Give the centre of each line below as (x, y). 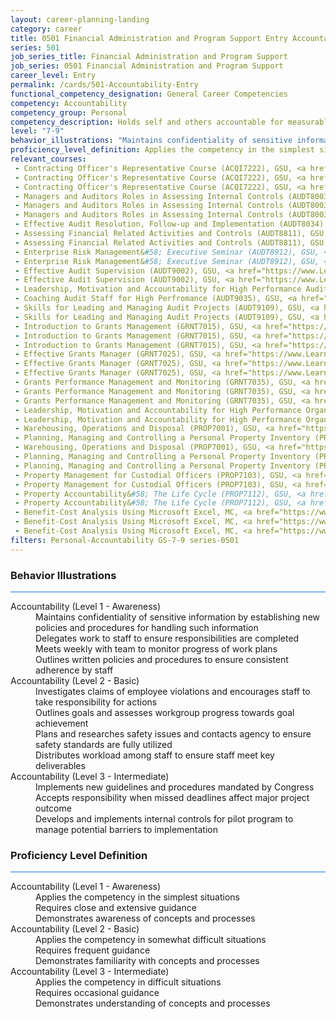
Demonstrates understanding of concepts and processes (153, 1003)
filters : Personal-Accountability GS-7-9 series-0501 (125, 540)
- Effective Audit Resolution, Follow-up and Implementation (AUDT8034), (171, 224)
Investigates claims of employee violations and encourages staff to (173, 691)
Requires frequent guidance (93, 950)
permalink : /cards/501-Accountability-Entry (104, 85)
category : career (46, 29)
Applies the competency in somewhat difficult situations (151, 940)
